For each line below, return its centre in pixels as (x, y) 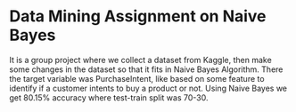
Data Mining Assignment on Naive (138, 16)
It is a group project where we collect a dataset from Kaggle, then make (140, 60)
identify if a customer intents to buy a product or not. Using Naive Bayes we (148, 88)
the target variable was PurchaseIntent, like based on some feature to (137, 78)
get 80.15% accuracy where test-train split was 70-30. (109, 97)
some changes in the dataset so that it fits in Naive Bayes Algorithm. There (146, 69)
